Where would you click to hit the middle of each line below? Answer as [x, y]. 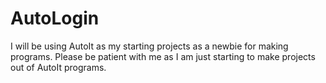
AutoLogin [55, 18]
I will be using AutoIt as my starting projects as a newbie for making [149, 46]
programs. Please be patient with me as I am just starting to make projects [163, 56]
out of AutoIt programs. [58, 67]
